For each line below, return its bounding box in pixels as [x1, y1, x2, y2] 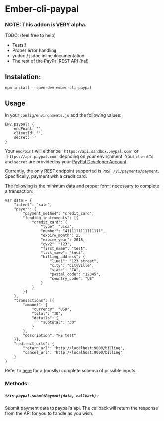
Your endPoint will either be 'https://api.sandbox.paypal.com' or [5, 148, 139, 154]
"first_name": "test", [40, 246, 88, 251]
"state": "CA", [49, 267, 81, 273]
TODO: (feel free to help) [5, 32, 56, 38]
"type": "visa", [40, 224, 74, 229]
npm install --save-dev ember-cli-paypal [5, 85, 92, 90]
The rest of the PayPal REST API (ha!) [12, 58, 89, 64]
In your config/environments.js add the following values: [5, 112, 122, 118]
